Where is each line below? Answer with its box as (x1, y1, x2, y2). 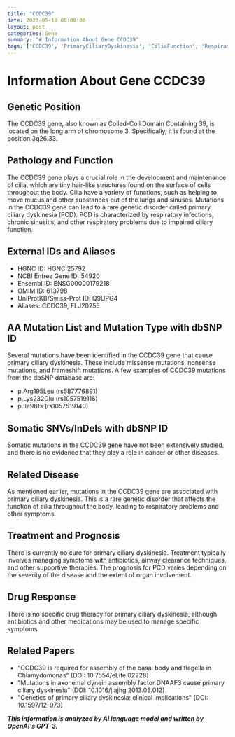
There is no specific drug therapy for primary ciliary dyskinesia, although (7, 609, 218, 618)
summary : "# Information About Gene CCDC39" (7, 36, 139, 43)
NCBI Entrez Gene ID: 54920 (17, 271, 100, 280)
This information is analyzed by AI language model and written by (7, 714, 204, 722)
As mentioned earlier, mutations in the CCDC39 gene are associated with (7, 488, 218, 496)
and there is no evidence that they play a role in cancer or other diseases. (7, 448, 220, 457)
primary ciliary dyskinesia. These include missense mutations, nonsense (7, 359, 216, 367)
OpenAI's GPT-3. (7, 722, 58, 730)
